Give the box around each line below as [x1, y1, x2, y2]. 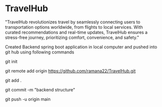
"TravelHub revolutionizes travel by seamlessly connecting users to [5, 19, 141, 25]
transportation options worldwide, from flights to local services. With [5, 24, 143, 30]
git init [5, 58, 18, 64]
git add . [5, 77, 22, 83]
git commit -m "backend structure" [5, 87, 76, 92]
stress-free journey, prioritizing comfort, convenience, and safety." [5, 35, 139, 40]
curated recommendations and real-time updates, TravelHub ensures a [5, 29, 148, 35]
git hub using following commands [5, 49, 75, 55]
